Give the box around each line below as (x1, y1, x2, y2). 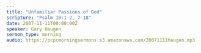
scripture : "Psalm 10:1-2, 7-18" (6, 15, 92, 21)
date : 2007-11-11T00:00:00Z (6, 20, 78, 26)
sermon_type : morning (6, 32, 62, 38)
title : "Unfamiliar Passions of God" (6, 9, 103, 15)
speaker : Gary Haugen (6, 26, 62, 32)
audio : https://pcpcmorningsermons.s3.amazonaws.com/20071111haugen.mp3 (6, 37, 196, 43)
